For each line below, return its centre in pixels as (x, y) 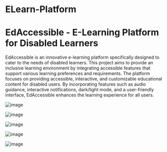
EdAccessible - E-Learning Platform (82, 33)
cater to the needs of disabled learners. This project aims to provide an (79, 63)
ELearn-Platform (41, 9)
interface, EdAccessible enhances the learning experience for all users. (80, 95)
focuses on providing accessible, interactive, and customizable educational (84, 79)
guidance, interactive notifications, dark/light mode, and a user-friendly (80, 90)
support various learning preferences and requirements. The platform (78, 73)
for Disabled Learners (52, 43)
